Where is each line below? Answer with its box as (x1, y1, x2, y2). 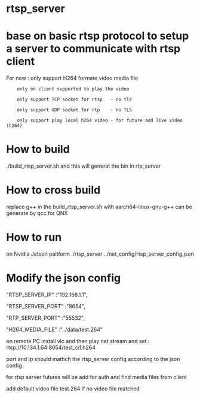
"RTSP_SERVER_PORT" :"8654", (6, 302, 85, 310)
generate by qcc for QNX (6, 210, 68, 217)
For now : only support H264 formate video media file (6, 74, 139, 82)
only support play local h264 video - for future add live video (17, 117, 183, 124)
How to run (6, 231, 62, 244)
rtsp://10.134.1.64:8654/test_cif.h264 (6, 344, 96, 351)
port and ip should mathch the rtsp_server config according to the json (6, 355, 180, 362)
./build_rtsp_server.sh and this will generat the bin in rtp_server (6, 162, 161, 169)
